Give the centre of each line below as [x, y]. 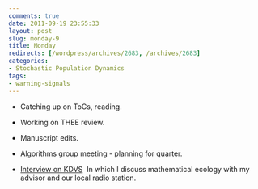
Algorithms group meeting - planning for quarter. [101, 153]
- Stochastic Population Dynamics [67, 69]
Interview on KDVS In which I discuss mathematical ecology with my [135, 169]
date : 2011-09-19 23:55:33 [54, 23]
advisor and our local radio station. [78, 178]
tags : [17, 76]
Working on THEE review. [62, 122]
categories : [28, 61]
